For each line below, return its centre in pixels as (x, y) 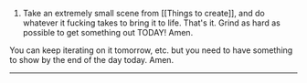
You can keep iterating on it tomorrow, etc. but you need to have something (151, 50)
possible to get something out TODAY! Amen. (108, 32)
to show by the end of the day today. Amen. (92, 60)
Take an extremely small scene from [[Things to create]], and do (143, 13)
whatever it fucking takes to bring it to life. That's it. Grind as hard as (151, 23)
